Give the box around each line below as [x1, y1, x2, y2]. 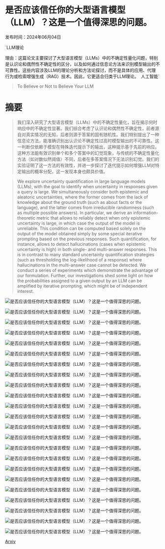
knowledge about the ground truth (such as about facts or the [17, 199, 142, 205]
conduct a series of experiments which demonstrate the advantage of [17, 267, 159, 273]
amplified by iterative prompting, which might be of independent [17, 283, 147, 289]
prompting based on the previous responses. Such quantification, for [17, 236, 157, 242]
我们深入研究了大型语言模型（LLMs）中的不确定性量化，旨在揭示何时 [17, 119, 158, 125]
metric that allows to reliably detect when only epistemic [36, 215, 151, 221]
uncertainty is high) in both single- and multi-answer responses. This [17, 246, 157, 252]
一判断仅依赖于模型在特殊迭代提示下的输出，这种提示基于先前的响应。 [17, 144, 160, 150]
